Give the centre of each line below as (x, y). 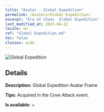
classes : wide (20, 43)
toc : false (16, 38)
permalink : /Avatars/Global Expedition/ (48, 15)
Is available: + (20, 104)
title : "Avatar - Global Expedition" (44, 10)
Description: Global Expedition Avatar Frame (51, 85)
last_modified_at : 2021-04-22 (37, 24)
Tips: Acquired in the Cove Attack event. (47, 95)
